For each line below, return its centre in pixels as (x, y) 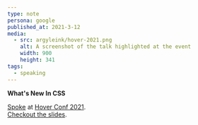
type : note (23, 14)
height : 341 (37, 60)
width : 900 (36, 54)
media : (17, 34)
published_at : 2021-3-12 (44, 27)
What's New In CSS (36, 93)
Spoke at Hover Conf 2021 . (47, 107)
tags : (15, 66)
